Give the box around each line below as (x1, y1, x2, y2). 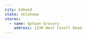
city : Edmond (5, 7, 32, 12)
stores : (5, 16, 21, 21)
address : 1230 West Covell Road (14, 26, 82, 31)
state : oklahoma (5, 12, 39, 17)
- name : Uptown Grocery (9, 21, 59, 26)
